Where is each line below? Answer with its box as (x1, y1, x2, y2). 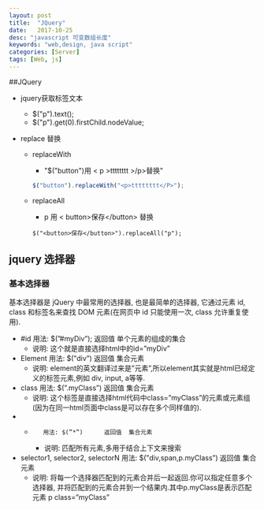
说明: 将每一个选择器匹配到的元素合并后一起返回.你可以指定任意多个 (32, 473, 253, 482)
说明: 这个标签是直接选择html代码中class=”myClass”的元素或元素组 (32, 393, 251, 403)
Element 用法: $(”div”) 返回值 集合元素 (20, 354, 145, 363)
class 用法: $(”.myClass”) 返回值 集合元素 (20, 383, 154, 393)
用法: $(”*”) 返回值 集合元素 (43, 429, 153, 437)
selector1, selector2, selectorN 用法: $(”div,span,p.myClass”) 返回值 (20, 453, 241, 463)
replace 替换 (20, 133, 61, 143)
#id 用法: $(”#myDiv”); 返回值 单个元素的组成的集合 (20, 334, 186, 344)
